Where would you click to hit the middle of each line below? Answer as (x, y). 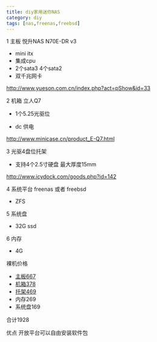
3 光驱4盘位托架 (26, 151)
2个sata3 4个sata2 (39, 68)
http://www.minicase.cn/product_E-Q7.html (61, 139)
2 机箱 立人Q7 (24, 101)
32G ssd (26, 226)
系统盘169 (28, 307)
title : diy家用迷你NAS (33, 12)
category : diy (24, 18)
